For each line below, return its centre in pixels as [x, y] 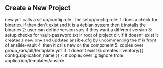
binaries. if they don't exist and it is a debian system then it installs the [76, 25]
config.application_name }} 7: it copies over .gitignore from [64, 55]
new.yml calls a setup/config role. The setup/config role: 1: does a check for [81, 19]
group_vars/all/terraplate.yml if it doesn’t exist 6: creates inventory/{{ [74, 50]
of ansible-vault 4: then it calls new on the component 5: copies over [74, 45]
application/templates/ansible [35, 60]
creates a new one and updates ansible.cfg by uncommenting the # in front [81, 40]
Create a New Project [38, 8]
